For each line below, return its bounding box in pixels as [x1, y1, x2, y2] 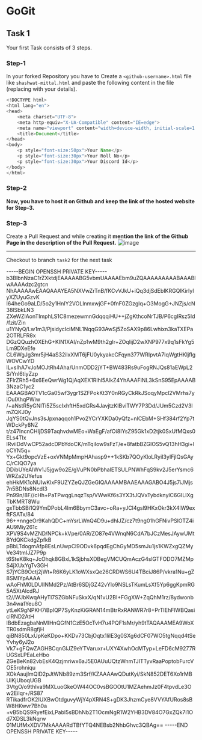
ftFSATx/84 [6, 511, 34, 518]
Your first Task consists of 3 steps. [6, 44, 92, 51]
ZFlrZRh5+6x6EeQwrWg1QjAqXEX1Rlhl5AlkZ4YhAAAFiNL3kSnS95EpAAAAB [6, 377, 196, 384]
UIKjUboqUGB [6, 677, 41, 684]
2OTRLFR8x [6, 332, 36, 339]
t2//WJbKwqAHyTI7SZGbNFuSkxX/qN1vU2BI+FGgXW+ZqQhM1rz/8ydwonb [6, 594, 194, 601]
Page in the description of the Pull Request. [6, 239, 117, 246]
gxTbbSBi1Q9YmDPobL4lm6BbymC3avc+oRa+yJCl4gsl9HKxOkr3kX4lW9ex [6, 504, 195, 512]
